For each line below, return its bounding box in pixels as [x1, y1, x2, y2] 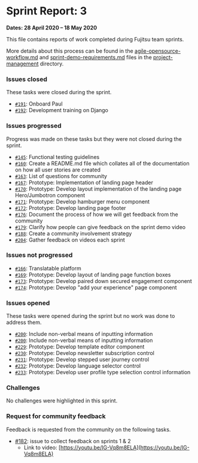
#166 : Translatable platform [14, 264, 82, 272]
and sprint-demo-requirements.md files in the [39, 53, 153, 61]
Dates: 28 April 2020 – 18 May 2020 [6, 24, 98, 31]
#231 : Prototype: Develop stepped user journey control [14, 356, 150, 363]
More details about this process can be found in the [6, 47, 133, 55]
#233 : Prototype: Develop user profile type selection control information [14, 369, 191, 376]
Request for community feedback [6, 412, 106, 420]
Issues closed [6, 75, 48, 83]
